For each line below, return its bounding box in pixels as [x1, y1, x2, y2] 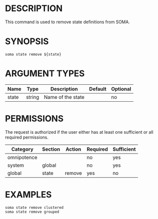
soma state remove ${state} [5, 52, 62, 57]
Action [65, 146, 81, 153]
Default [89, 85, 107, 92]
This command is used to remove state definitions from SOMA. [5, 19, 130, 25]
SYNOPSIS [5, 36, 49, 47]
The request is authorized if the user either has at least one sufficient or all [5, 129, 154, 135]
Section [42, 146, 60, 153]
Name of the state [43, 94, 85, 100]
